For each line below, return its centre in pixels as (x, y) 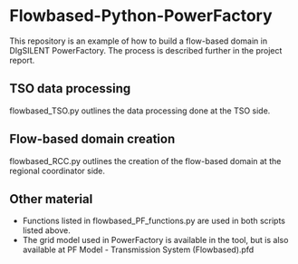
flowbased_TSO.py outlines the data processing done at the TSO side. (140, 111)
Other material (51, 199)
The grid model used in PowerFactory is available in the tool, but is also (155, 240)
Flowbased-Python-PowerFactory (141, 16)
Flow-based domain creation (92, 139)
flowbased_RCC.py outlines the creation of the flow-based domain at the (145, 161)
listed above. (46, 230)
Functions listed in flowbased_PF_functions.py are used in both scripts (154, 221)
